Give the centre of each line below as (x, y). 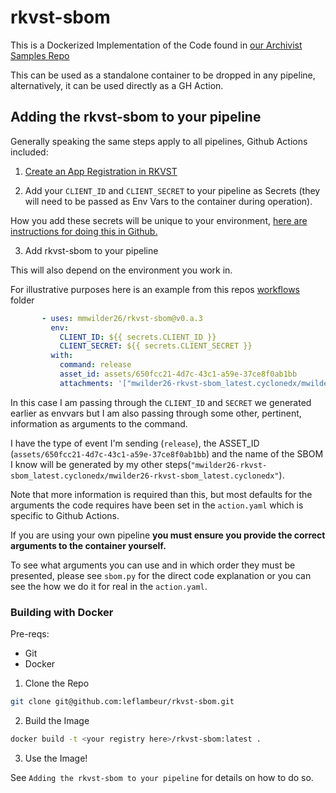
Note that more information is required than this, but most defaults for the (161, 494)
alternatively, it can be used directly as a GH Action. (117, 85)
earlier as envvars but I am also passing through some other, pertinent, (156, 413)
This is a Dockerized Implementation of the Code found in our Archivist (156, 45)
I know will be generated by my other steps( (101, 464)
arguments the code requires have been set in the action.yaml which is (157, 505)
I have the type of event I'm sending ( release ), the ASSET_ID (135, 443)
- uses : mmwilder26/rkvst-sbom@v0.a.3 (122, 318)
